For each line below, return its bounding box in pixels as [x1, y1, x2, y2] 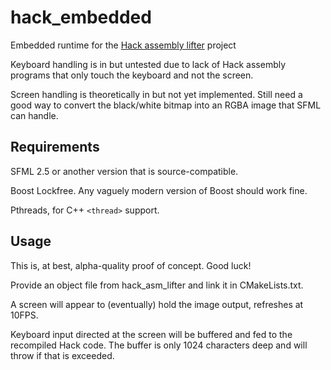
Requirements [10, 139, 100, 156]
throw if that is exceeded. [10, 349, 115, 361]
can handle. [10, 109, 59, 121]
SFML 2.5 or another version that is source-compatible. [10, 165, 239, 177]
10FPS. [10, 309, 39, 321]
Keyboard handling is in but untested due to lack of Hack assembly [10, 58, 287, 70]
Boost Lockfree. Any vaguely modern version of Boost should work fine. [10, 184, 308, 196]
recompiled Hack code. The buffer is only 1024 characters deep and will [10, 339, 308, 351]
